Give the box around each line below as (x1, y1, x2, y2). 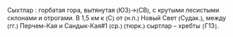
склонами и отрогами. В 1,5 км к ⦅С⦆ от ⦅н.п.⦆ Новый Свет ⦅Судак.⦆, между (7, 14, 227, 22)
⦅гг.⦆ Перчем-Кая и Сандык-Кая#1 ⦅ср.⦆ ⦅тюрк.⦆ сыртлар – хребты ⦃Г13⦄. (7, 22, 220, 30)
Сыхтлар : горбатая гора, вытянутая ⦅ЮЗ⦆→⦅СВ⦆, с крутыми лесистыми (7, 6, 220, 14)
